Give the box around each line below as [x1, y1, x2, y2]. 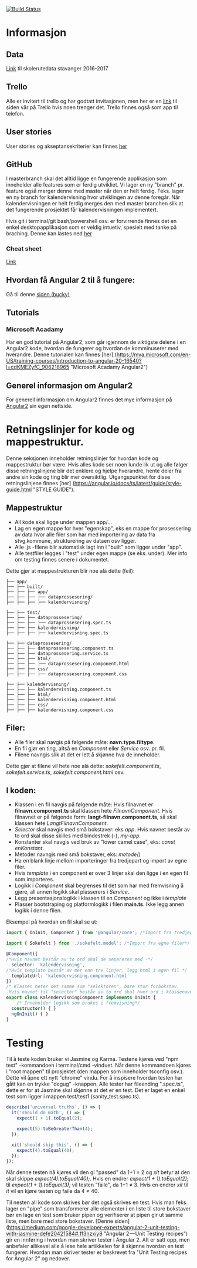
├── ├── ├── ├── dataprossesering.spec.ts [6, 620, 111, 625]
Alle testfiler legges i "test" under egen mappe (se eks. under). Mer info [14, 549, 188, 557]
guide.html [6, 486, 32, 493]
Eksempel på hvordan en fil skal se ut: [6, 918, 98, 925]
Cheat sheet [6, 245, 42, 253]
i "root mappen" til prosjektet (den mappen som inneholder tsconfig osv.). [6, 1068, 184, 1075]
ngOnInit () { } [11, 1011, 49, 1017]
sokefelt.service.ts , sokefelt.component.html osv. [6, 769, 125, 776]
